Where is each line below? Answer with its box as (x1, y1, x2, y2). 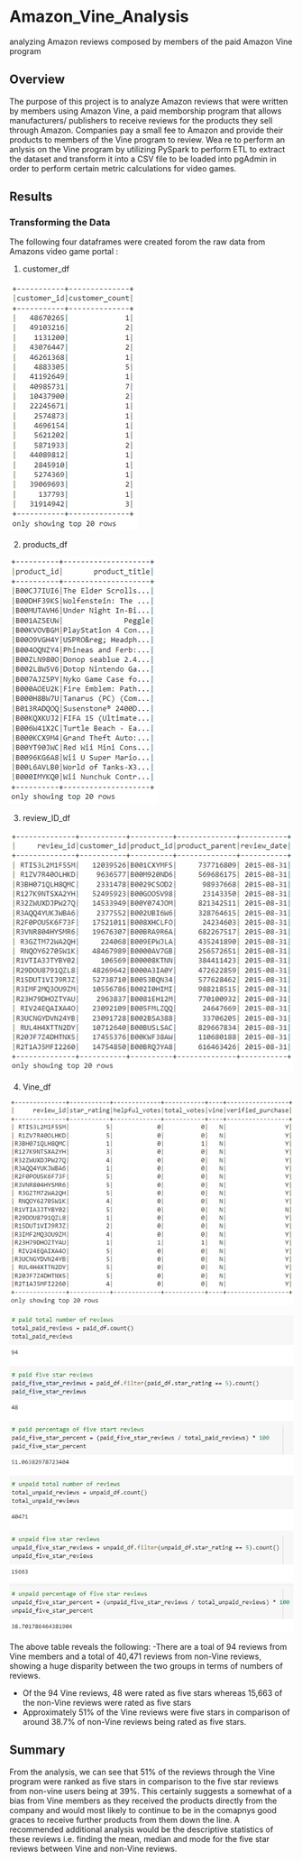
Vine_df (22, 1082, 51, 1092)
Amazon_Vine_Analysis (9, 6, 189, 27)
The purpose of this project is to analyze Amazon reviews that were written (9, 96, 288, 106)
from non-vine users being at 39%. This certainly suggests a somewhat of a (9, 1785, 293, 1796)
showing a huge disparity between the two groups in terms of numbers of (9, 1660, 284, 1671)
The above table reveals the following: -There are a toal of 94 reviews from (9, 1641, 288, 1652)
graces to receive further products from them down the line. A (9, 1814, 241, 1825)
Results (9, 189, 53, 205)
